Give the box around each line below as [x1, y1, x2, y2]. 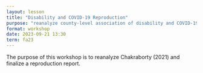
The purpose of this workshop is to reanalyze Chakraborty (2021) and [6, 54, 180, 60]
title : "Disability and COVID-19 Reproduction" [6, 14, 129, 21]
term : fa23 [6, 37, 34, 43]
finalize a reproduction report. [6, 60, 80, 67]
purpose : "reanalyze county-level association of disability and [6, 20, 174, 26]
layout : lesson [6, 8, 45, 15]
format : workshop [6, 25, 50, 32]
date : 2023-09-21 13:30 [6, 31, 66, 37]
